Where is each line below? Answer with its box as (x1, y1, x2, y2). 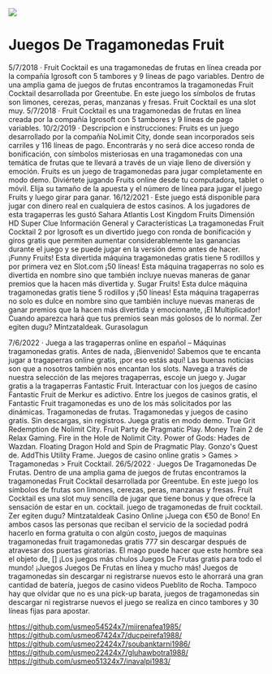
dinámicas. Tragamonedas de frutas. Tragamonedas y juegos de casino (8, 407, 248, 417)
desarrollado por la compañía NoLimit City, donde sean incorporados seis (8, 131, 255, 142)
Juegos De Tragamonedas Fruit (8, 36, 225, 55)
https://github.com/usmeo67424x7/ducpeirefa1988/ (8, 630, 183, 640)
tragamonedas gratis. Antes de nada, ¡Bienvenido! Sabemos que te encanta (8, 346, 261, 356)
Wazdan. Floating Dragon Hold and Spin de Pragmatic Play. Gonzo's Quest (8, 441, 258, 451)
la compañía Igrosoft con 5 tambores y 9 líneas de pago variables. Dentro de (8, 71, 265, 81)
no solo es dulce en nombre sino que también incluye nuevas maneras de (8, 295, 255, 305)
